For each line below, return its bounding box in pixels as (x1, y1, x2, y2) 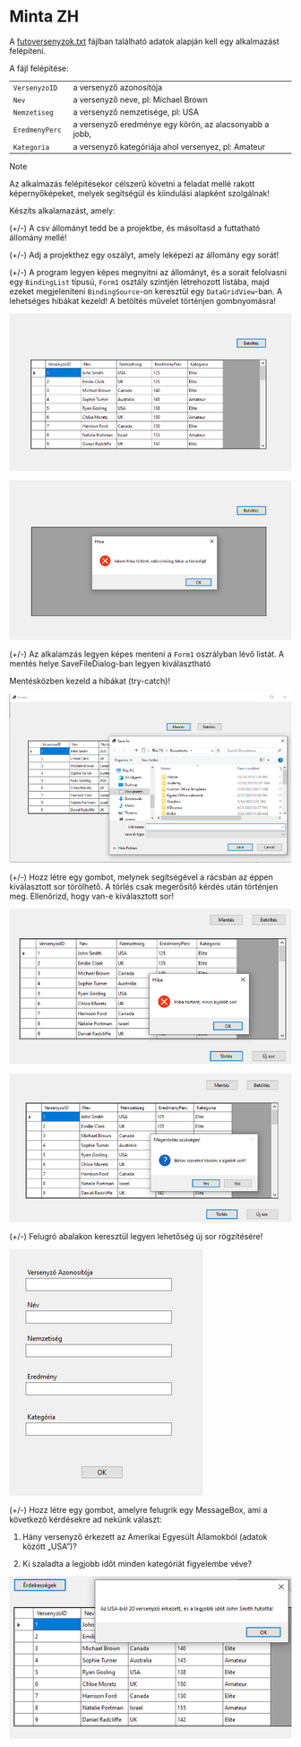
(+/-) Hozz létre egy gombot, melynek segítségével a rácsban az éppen (9, 872, 273, 882)
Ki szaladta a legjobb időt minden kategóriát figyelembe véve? (21, 1559, 253, 1569)
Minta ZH (9, 6, 79, 27)
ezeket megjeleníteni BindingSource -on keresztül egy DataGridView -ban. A (9, 286, 283, 297)
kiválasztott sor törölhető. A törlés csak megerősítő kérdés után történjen (9, 882, 279, 892)
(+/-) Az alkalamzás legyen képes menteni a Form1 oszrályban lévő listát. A (9, 648, 285, 660)
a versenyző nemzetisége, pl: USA (73, 107, 200, 117)
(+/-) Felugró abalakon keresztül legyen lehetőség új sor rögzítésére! (9, 1231, 263, 1242)
